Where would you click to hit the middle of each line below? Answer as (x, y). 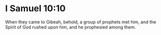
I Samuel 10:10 (36, 9)
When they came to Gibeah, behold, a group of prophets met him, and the (81, 22)
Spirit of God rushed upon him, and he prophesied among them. (71, 27)
